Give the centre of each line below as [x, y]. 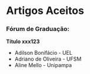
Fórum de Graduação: [38, 29]
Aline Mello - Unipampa [43, 65]
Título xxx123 [23, 41]
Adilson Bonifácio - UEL [43, 53]
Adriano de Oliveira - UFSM [48, 59]
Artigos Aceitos [45, 11]
